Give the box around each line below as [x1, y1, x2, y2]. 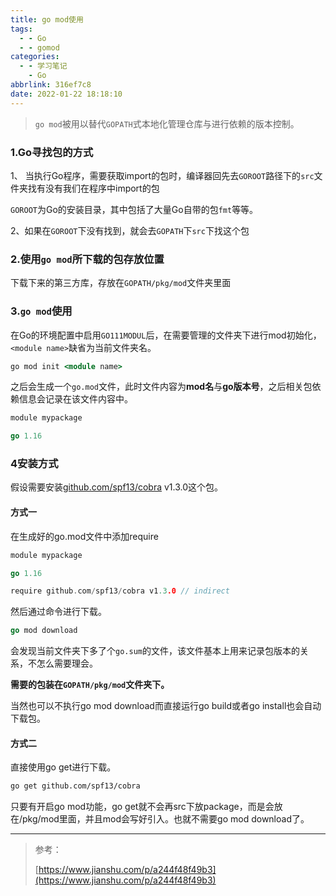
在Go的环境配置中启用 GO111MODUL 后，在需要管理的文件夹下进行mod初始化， [10, 329, 322, 341]
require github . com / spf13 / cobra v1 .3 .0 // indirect [10, 586, 230, 596]
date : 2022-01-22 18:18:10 [10, 89, 123, 99]
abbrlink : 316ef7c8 [10, 80, 92, 90]
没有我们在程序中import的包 [44, 182, 160, 194]
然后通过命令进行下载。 [10, 606, 107, 618]
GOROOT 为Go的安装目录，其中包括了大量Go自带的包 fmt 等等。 [10, 203, 259, 215]
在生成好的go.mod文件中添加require [10, 530, 159, 542]
